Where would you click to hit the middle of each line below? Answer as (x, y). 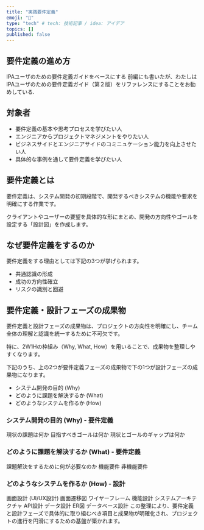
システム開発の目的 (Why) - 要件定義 (60, 420)
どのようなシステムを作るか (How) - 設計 (66, 484)
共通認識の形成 (34, 274)
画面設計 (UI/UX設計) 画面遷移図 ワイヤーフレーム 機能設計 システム (91, 498)
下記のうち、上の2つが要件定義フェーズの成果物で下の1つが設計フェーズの (100, 367)
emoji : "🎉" (20, 18)
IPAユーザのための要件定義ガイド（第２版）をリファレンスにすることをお (98, 84)
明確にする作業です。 (33, 203)
